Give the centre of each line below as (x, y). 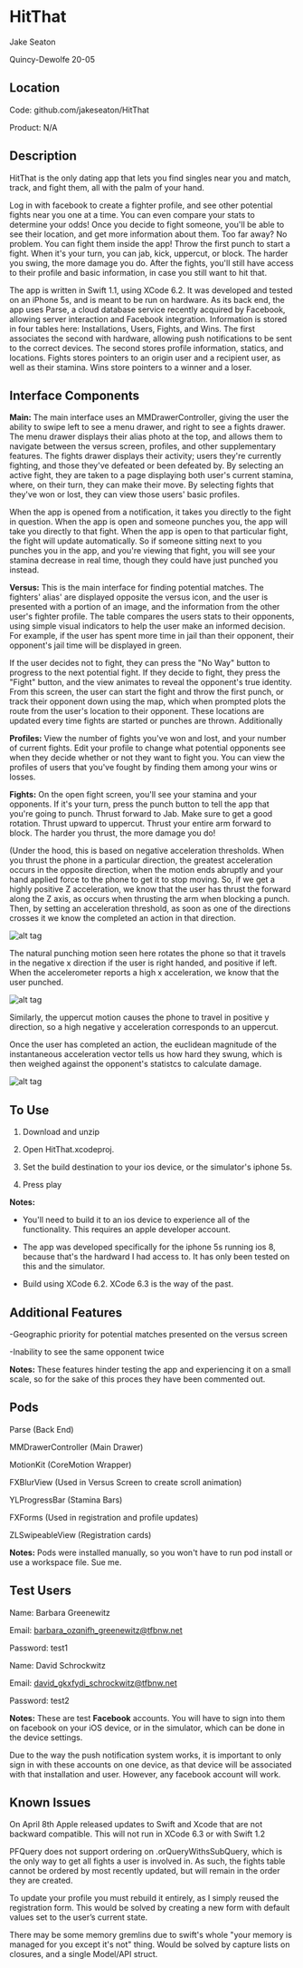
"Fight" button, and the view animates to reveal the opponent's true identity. (151, 682)
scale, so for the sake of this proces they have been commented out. (137, 1379)
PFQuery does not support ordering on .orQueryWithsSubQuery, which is (146, 1852)
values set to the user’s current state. (79, 1917)
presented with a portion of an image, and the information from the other (145, 607)
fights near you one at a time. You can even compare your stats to (132, 214)
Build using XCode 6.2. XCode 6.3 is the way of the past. (128, 1284)
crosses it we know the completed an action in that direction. (123, 918)
